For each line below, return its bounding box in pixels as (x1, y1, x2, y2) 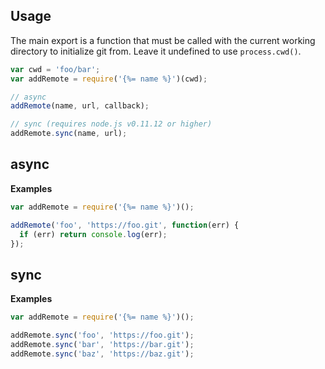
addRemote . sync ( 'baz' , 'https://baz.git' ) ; (10, 349, 195, 359)
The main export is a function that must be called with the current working (10, 34, 316, 46)
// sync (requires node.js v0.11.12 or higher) (10, 119, 213, 129)
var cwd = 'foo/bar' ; (10, 64, 101, 74)
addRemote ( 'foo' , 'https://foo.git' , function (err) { (10, 220, 240, 230)
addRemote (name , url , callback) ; (10, 101, 150, 111)
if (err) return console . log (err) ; (19, 229, 168, 239)
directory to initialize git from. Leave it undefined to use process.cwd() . (10, 45, 302, 57)
